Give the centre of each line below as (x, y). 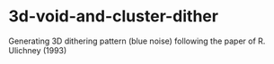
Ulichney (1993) (38, 50)
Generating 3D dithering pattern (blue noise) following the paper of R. (137, 41)
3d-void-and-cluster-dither (114, 16)
